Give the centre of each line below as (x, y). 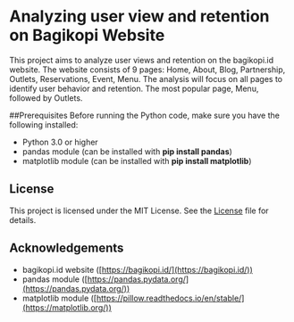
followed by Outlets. (46, 98)
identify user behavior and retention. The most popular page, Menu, (134, 88)
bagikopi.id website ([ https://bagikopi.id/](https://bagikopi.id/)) (137, 269)
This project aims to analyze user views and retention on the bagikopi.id (142, 60)
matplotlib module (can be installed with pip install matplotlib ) (137, 161)
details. (23, 219)
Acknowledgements (67, 248)
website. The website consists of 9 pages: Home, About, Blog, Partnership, (147, 70)
